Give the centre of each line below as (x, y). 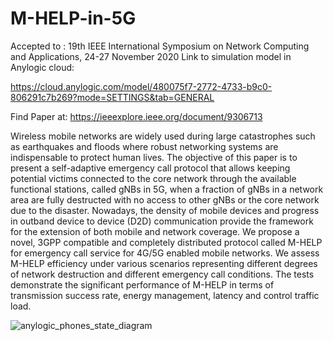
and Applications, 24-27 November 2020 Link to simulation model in (151, 56)
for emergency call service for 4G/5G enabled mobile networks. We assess (165, 253)
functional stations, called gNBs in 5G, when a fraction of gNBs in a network (167, 189)
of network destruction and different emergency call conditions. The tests (162, 274)
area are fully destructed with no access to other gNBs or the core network (165, 199)
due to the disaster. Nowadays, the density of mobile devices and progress (165, 210)
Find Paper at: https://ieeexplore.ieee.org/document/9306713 (136, 116)
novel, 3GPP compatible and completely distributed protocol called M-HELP (166, 242)
